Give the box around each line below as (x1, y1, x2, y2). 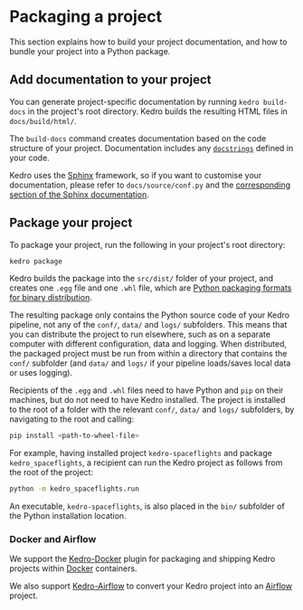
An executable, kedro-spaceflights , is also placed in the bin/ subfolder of (9, 500, 285, 512)
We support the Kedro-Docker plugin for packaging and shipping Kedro (9, 554, 276, 565)
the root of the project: (9, 467, 93, 478)
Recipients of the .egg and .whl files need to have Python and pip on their (9, 385, 284, 396)
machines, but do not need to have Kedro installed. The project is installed (9, 395, 286, 405)
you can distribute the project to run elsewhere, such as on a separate (9, 329, 271, 340)
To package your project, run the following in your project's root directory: (9, 239, 286, 250)
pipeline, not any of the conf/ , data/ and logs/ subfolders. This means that (9, 319, 288, 330)
